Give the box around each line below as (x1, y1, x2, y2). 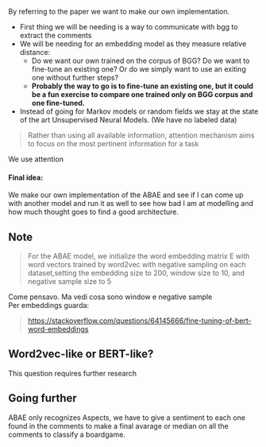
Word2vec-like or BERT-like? (8, 348, 154, 361)
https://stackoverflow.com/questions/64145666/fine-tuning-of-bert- (27, 316, 252, 325)
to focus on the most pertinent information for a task (27, 139, 199, 148)
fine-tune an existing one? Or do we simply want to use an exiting (31, 64, 246, 74)
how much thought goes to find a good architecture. (8, 207, 179, 217)
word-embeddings (27, 325, 89, 334)
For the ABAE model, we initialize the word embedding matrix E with (27, 251, 250, 261)
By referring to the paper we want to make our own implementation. (8, 7, 230, 16)
